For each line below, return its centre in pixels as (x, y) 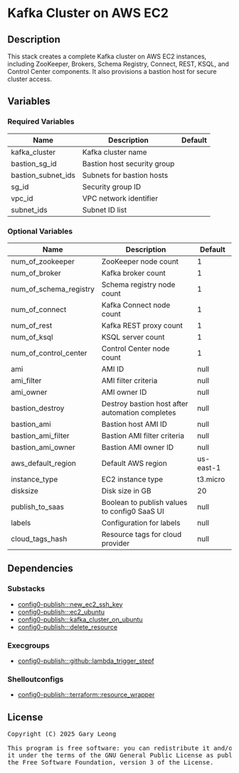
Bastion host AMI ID (134, 424)
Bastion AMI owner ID (138, 447)
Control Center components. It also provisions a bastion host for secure (112, 71)
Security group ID (112, 186)
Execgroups (28, 645)
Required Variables (41, 122)
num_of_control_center (49, 353)
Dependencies (40, 569)
